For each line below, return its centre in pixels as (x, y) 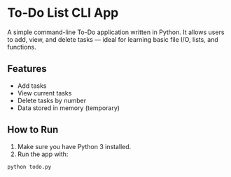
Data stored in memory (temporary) (69, 108)
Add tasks (32, 86)
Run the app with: (43, 154)
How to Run (33, 130)
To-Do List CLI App (63, 13)
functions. (22, 47)
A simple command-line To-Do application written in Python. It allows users (116, 32)
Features (27, 69)
